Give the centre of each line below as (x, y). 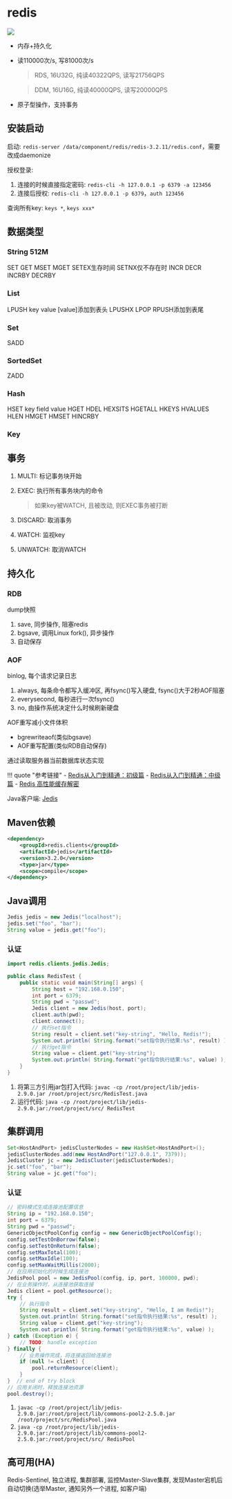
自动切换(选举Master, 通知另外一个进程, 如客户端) (77, 1489)
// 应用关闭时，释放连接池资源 (46, 1387)
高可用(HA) (31, 1462)
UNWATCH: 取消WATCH (51, 550)
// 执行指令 (35, 1304)
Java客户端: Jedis (32, 799)
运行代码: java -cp (43, 1101)
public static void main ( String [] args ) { (81, 983)
